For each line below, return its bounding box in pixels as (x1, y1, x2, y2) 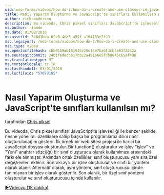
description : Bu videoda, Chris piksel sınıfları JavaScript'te (5, 21, 139, 26)
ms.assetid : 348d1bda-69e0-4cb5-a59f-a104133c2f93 (5, 35, 110, 40)
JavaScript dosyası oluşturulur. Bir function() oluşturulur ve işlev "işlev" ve (5, 144, 155, 149)
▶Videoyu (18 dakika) (5, 184, 49, 190)
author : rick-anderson (5, 16, 51, 21)
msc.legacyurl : (5, 39, 36, 44)
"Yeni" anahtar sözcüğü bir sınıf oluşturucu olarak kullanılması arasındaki (5, 149, 151, 155)
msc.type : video (5, 44, 38, 49)
